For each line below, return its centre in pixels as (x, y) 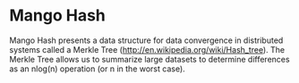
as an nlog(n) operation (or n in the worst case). (97, 69)
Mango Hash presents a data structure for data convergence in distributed (146, 40)
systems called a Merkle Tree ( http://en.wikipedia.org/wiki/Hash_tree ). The (147, 49)
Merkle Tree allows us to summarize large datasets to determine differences (149, 59)
